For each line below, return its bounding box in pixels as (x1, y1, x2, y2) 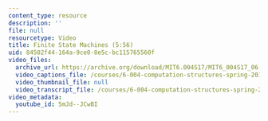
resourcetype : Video (8, 33, 77, 42)
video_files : (8, 57, 52, 64)
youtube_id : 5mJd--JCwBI (15, 100, 98, 108)
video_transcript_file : (15, 85, 94, 94)
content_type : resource (8, 11, 88, 20)
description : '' (8, 19, 62, 27)
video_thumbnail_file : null (15, 78, 109, 86)
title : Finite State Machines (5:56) (8, 41, 134, 49)
